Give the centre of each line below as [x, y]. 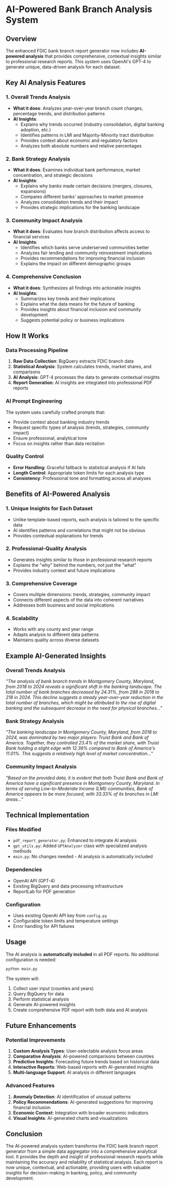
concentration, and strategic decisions [53, 175]
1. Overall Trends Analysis [38, 97]
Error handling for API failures [44, 926]
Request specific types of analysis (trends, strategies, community [81, 427]
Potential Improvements [36, 1040]
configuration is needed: [31, 959]
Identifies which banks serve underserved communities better [85, 248]
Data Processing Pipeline [37, 350]
